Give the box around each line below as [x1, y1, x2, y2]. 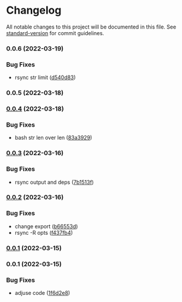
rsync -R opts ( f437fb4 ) [14, 229, 73, 236]
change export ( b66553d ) [14, 222, 78, 229]
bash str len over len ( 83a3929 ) [14, 134, 92, 141]
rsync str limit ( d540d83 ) [14, 74, 76, 81]
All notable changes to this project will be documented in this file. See [6, 23, 177, 30]
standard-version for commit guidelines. [6, 29, 104, 36]
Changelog [6, 4, 62, 17]
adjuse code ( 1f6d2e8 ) [14, 289, 71, 296]
